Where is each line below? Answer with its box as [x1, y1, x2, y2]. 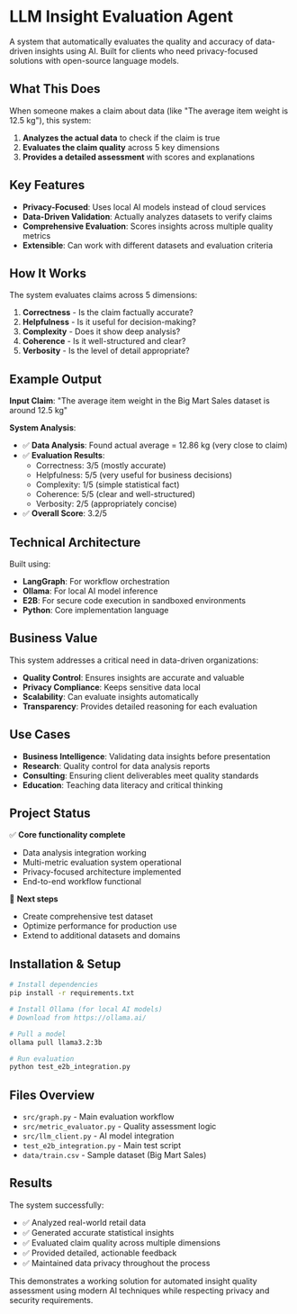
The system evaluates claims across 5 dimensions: [9, 290, 198, 301]
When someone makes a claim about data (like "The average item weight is [9, 105, 289, 116]
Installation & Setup [9, 956, 121, 972]
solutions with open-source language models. [9, 55, 180, 66]
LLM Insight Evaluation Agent [9, 6, 234, 27]
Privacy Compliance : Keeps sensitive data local [22, 682, 201, 693]
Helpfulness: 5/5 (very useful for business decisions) [35, 470, 232, 481]
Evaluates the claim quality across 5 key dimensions [22, 141, 220, 152]
